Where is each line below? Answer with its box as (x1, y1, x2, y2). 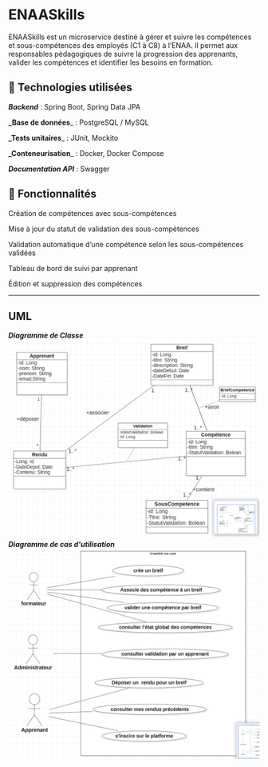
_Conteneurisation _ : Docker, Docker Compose (8, 148, 164, 158)
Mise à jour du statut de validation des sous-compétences (8, 224, 199, 234)
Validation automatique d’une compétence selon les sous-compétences (8, 239, 244, 249)
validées (8, 248, 36, 258)
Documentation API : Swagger (8, 164, 110, 174)
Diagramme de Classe (8, 330, 84, 341)
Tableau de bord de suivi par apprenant (8, 263, 138, 273)
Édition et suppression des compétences (8, 278, 143, 289)
